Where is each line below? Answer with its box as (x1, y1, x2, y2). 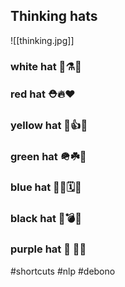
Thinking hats (10, 8, 98, 25)
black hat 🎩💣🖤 (10, 212, 83, 226)
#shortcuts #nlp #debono (10, 265, 116, 277)
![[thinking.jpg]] (10, 34, 75, 46)
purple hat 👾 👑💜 (10, 242, 87, 256)
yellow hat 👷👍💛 (10, 118, 88, 132)
